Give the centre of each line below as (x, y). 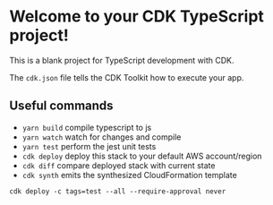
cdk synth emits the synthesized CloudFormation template (129, 175)
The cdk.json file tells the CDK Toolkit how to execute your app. (127, 77)
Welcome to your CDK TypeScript (136, 17)
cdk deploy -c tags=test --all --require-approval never (118, 191)
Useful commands (61, 106)
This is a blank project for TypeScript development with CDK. (122, 60)
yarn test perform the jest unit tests (89, 146)
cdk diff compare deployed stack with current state (119, 165)
